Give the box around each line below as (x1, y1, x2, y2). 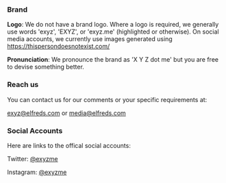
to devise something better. (7, 63, 84, 71)
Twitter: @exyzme (7, 154, 58, 162)
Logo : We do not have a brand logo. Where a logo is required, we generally (7, 21, 219, 29)
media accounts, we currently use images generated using (7, 35, 173, 43)
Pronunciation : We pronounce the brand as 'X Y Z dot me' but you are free (7, 56, 219, 64)
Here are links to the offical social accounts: (7, 141, 131, 149)
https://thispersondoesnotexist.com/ (7, 42, 110, 51)
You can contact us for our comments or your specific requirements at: (7, 95, 208, 103)
